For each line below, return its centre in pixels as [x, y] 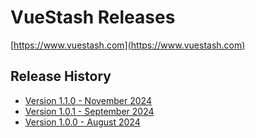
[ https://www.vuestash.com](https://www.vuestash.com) [128, 45]
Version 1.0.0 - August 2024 [82, 122]
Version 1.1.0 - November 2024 [88, 100]
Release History [61, 76]
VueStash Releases [93, 17]
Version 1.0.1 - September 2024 [89, 111]
